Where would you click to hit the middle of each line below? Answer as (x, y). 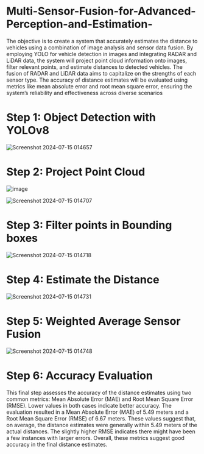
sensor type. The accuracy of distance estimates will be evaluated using (97, 80)
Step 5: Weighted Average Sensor (93, 321)
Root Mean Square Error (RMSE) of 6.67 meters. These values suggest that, (101, 418)
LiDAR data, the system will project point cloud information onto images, (97, 60)
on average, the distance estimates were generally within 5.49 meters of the (102, 425)
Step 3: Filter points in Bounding (89, 225)
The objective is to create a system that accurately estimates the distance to (102, 41)
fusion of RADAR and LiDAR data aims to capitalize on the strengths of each (101, 73)
